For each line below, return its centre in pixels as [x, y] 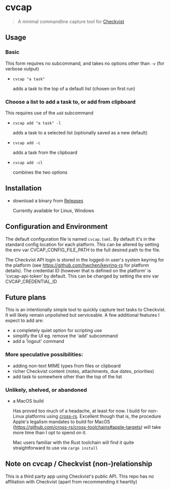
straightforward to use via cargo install [55, 448]
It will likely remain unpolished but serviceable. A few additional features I [82, 315]
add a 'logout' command [39, 341]
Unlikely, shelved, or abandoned [46, 390]
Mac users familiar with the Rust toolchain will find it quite [73, 442]
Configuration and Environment [57, 227]
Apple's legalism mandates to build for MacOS [62, 422]
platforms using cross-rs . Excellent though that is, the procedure [93, 416]
